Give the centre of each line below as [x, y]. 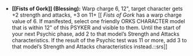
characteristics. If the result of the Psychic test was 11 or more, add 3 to [99, 40]
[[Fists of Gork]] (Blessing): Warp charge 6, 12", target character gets [97, 9]
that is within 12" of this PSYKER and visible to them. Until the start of [96, 27]
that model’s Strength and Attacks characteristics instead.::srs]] [90, 46]
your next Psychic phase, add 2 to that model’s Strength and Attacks [96, 34]
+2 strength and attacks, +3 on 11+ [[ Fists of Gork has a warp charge [97, 15]
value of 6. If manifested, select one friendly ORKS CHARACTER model [98, 21]
